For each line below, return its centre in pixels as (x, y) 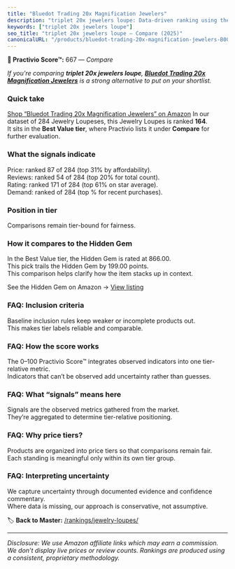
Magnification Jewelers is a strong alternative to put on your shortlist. (109, 80)
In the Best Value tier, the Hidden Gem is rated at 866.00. (89, 259)
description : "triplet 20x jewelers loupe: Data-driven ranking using (112, 20)
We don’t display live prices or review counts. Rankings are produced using (116, 550)
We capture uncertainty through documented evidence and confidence (110, 491)
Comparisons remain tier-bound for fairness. (72, 225)
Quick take (26, 99)
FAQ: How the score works (53, 346)
